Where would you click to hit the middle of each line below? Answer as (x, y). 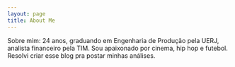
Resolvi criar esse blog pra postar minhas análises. (81, 55)
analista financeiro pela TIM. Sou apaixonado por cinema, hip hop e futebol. (118, 48)
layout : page (27, 14)
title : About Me (31, 20)
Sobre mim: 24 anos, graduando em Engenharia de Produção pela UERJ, (113, 40)
